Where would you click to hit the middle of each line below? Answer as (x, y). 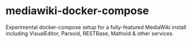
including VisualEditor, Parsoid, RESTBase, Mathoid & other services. (90, 33)
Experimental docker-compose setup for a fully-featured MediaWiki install (96, 27)
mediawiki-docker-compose (77, 11)
